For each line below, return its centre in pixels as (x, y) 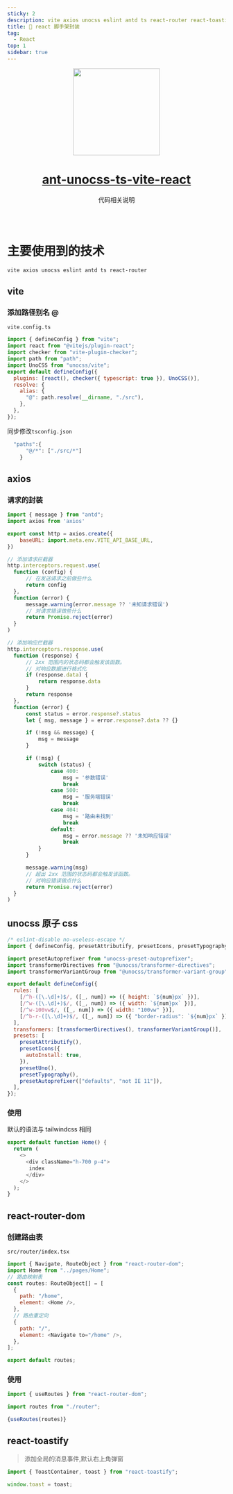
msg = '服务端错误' (88, 797)
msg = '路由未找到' (88, 816)
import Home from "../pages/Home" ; (59, 1270)
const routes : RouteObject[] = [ (55, 1283)
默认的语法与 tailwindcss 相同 (49, 1129)
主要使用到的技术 (56, 251)
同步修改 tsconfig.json (40, 431)
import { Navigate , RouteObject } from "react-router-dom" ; (96, 1264)
